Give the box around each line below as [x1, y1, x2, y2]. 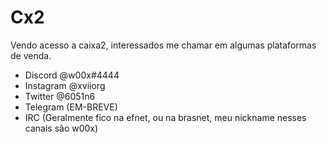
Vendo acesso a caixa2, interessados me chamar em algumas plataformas [10, 39, 317, 51]
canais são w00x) [24, 122, 99, 134]
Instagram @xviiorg [24, 79, 106, 91]
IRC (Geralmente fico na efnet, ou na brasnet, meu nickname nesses [24, 111, 307, 123]
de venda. [10, 49, 52, 61]
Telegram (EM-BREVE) [24, 101, 118, 113]
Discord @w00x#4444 [24, 69, 120, 81]
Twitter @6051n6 [24, 90, 96, 102]
